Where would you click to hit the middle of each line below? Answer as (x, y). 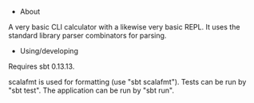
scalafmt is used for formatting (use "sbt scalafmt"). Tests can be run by (127, 82)
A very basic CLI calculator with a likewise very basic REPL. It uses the (124, 27)
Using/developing (49, 51)
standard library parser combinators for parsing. (87, 36)
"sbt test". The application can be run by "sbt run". (91, 90)
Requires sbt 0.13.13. (42, 66)
